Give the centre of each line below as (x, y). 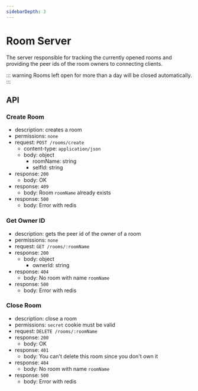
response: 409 (32, 187)
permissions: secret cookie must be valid (65, 325)
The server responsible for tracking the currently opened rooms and (89, 57)
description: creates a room (48, 130)
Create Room (25, 117)
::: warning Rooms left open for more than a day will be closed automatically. (99, 75)
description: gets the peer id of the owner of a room (78, 233)
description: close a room (46, 318)
